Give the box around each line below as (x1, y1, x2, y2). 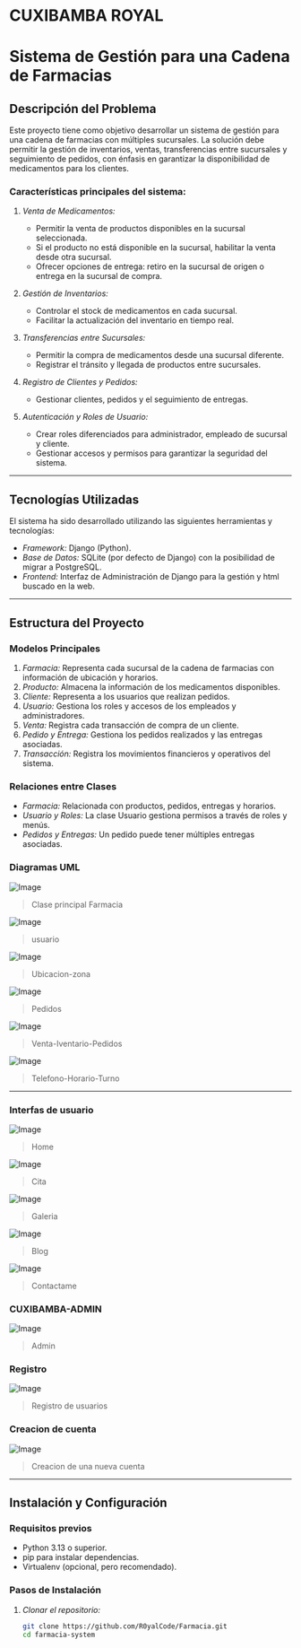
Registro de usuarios (30, 1400, 108, 1411)
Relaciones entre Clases (9, 780, 117, 792)
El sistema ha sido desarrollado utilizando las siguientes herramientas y (9, 516, 273, 527)
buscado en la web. (21, 580, 96, 592)
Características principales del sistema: (9, 186, 186, 198)
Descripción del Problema (9, 100, 157, 117)
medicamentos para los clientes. (9, 163, 130, 174)
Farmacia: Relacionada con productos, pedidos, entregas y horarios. (21, 800, 276, 812)
